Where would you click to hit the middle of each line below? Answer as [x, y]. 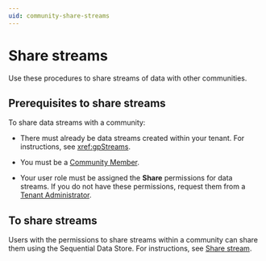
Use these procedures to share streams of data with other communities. [128, 78]
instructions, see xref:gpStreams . [75, 147]
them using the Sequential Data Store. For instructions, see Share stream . [130, 249]
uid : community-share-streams [59, 16]
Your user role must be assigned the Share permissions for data [126, 178]
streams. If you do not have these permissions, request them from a [133, 187]
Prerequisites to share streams [87, 103]
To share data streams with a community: [77, 122]
